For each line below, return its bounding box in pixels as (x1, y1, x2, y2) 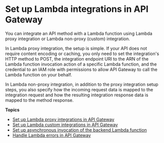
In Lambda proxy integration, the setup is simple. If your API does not (5, 45, 147, 51)
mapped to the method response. (5, 97, 74, 103)
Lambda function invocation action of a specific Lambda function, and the (5, 61, 157, 67)
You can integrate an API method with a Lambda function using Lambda (5, 30, 153, 36)
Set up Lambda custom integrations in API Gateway (12, 122, 118, 128)
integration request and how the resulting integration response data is (5, 92, 149, 98)
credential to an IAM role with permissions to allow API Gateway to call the (5, 66, 158, 72)
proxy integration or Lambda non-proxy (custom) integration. (5, 36, 131, 42)
